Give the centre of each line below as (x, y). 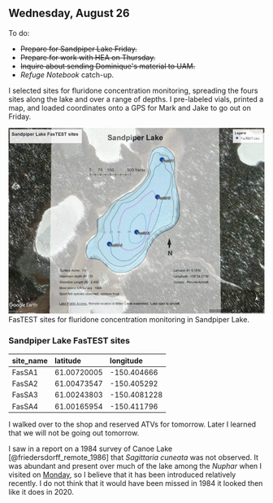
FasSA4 (25, 406)
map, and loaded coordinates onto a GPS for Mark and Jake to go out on (130, 107)
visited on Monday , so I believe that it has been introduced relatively (122, 475)
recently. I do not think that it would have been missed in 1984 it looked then (136, 483)
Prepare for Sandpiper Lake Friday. (79, 49)
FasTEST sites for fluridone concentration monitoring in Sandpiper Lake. (129, 319)
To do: (19, 33)
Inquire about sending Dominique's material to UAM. (108, 66)
